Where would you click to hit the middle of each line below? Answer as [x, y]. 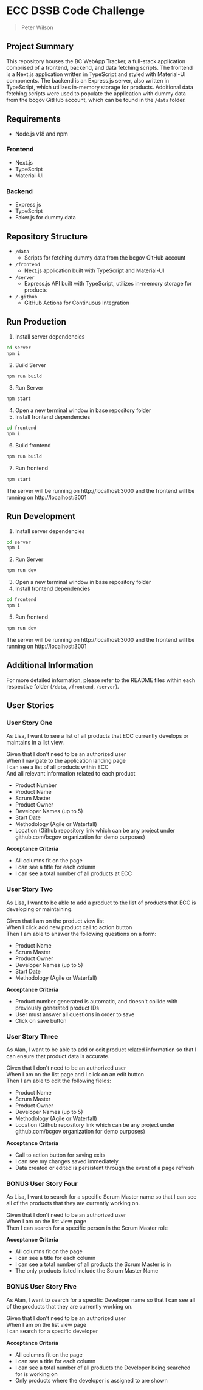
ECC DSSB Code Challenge [76, 11]
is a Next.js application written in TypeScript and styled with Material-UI [96, 74]
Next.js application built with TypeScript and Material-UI [94, 270]
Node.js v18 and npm [42, 134]
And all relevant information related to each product [71, 774]
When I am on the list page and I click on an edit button [75, 1074]
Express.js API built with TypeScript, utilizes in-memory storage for [108, 283]
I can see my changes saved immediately [67, 1161]
